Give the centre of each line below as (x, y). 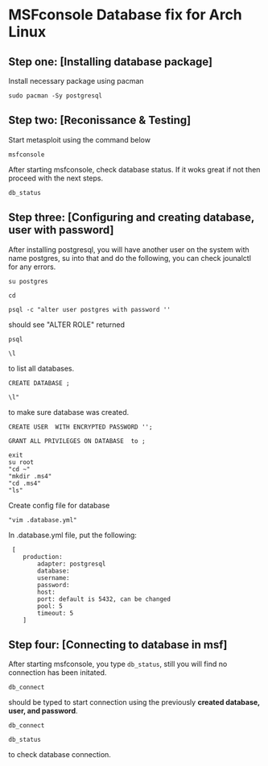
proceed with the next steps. (56, 178)
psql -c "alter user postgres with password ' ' (90, 309)
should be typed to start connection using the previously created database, (134, 702)
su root (21, 462)
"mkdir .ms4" (30, 476)
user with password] (61, 230)
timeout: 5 (56, 613)
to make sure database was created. (69, 412)
